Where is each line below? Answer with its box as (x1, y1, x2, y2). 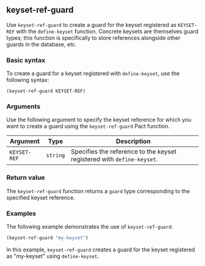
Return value (6, 174, 45, 182)
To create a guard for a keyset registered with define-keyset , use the (6, 70, 180, 77)
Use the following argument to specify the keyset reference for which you (6, 116, 192, 124)
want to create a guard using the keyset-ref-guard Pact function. (6, 122, 170, 130)
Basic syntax (6, 56, 46, 64)
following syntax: (6, 76, 49, 84)
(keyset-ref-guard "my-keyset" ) (6, 235, 88, 241)
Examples (6, 209, 37, 218)
